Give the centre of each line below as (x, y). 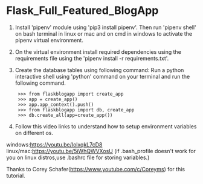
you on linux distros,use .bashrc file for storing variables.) (78, 157)
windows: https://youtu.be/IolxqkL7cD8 (54, 144)
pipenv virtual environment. (49, 40)
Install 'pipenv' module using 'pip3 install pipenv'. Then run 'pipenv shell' (105, 27)
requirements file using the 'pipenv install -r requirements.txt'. (92, 58)
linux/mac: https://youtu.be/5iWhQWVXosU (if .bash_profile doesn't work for (101, 151)
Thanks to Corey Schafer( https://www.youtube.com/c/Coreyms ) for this (96, 169)
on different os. (34, 133)
